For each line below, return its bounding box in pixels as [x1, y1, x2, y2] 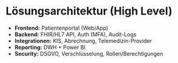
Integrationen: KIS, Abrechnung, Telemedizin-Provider [14, 37, 152, 44]
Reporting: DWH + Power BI [14, 44, 86, 51]
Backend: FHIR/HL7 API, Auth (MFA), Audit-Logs [14, 30, 137, 38]
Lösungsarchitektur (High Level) [5, 4, 173, 18]
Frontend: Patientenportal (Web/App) [14, 24, 109, 31]
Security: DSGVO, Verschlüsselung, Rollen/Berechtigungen [14, 50, 163, 57]
